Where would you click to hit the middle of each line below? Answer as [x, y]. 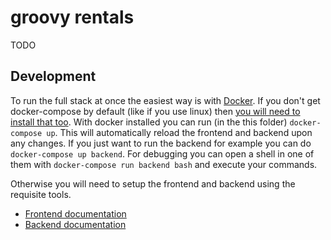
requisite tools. [41, 194]
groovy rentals [72, 17]
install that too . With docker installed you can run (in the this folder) [149, 122]
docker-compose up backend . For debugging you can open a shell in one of [162, 153]
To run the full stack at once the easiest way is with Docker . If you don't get [165, 100]
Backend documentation [75, 224]
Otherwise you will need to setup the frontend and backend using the [153, 183]
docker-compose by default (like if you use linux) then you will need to [155, 111]
